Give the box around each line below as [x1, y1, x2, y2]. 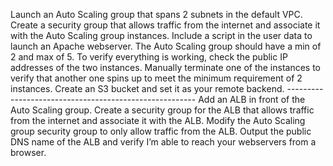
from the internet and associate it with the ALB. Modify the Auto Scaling [10, 115, 306, 126]
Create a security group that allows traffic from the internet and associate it [10, 19, 321, 31]
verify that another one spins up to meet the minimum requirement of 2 [10, 72, 303, 84]
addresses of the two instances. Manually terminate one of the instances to [10, 62, 322, 73]
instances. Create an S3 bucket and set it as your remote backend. [10, 83, 285, 94]
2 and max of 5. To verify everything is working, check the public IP [10, 51, 288, 63]
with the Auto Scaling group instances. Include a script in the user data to [10, 30, 313, 41]
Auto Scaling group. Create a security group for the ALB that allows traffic [10, 104, 315, 116]
